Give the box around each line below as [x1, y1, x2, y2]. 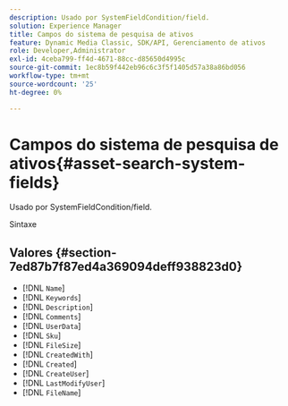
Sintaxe [9, 219, 38, 230]
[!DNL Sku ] [21, 330, 62, 341]
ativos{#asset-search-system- [9, 153, 246, 173]
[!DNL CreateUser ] [21, 368, 89, 379]
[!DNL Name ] [21, 283, 65, 293]
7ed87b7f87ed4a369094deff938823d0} [9, 258, 243, 274]
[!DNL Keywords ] [21, 292, 81, 303]
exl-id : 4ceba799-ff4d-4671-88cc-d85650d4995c [9, 55, 186, 63]
